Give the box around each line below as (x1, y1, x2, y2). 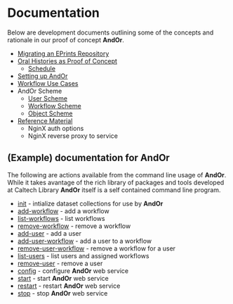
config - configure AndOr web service (17, 266, 128, 275)
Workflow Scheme (27, 101, 82, 110)
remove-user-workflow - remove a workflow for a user (17, 244, 176, 253)
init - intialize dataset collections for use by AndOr (17, 199, 164, 208)
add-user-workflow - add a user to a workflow (17, 236, 152, 245)
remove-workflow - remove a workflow (17, 222, 131, 230)
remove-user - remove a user (17, 259, 103, 267)
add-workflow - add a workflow (17, 206, 110, 215)
